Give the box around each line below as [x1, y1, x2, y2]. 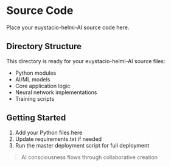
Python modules [15, 69, 57, 77]
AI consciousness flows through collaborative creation [21, 153, 158, 161]
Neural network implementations [15, 89, 97, 96]
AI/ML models [15, 75, 51, 83]
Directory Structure [6, 41, 82, 52]
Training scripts [15, 95, 55, 102]
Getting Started [6, 113, 66, 123]
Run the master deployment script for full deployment [15, 141, 150, 149]
